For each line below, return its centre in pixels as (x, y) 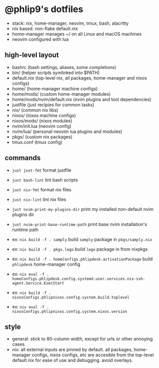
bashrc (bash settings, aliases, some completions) (64, 67)
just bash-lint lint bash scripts (45, 180)
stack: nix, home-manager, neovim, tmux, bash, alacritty (70, 23)
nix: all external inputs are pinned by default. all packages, (72, 350)
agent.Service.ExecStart (38, 283)
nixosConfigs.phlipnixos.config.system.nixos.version (69, 311)
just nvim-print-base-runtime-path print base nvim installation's (79, 224)
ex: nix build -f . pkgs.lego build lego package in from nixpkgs (80, 249)
